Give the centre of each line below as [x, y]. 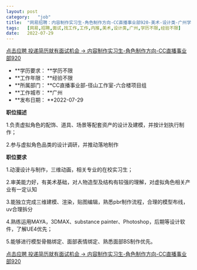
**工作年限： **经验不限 [44, 78]
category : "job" [28, 17]
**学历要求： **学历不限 [44, 70]
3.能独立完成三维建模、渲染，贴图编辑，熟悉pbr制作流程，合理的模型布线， [97, 202]
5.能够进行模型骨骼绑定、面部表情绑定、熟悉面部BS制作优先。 [81, 242]
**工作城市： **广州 [38, 93]
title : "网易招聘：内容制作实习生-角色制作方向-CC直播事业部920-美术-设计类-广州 [96, 22]
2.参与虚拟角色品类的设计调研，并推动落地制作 [62, 145]
